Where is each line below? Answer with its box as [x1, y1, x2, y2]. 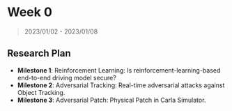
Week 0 [7, 4, 52, 20]
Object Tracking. [17, 88, 65, 96]
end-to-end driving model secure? [17, 73, 116, 82]
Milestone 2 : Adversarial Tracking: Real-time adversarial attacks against [17, 81, 225, 89]
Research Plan [7, 47, 71, 59]
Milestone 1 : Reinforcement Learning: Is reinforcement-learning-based [17, 66, 221, 74]
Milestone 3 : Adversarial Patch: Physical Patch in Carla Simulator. [17, 96, 206, 104]
